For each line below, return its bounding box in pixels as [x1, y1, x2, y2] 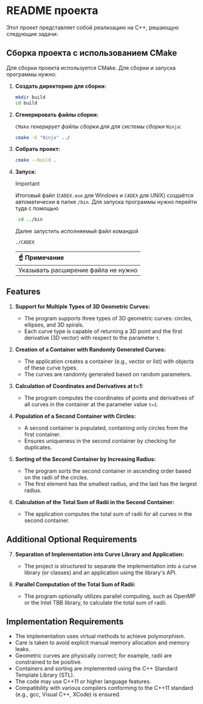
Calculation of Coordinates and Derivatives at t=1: [15, 382, 144, 390]
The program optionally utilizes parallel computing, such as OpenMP [24, 592, 196, 600]
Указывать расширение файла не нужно [18, 266, 138, 274]
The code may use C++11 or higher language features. [15, 678, 151, 685]
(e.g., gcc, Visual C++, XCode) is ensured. [15, 691, 121, 698]
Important [15, 180, 40, 188]
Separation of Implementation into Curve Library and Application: [15, 551, 184, 558]
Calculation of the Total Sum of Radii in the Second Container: [15, 498, 174, 505]
